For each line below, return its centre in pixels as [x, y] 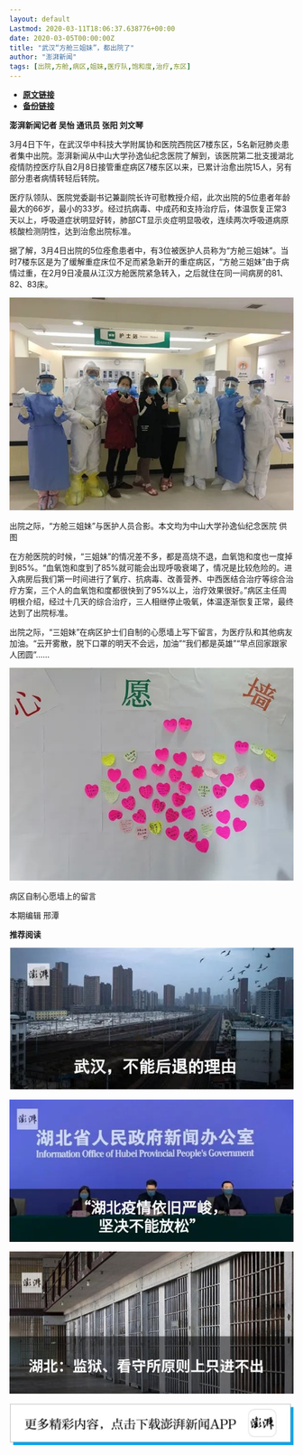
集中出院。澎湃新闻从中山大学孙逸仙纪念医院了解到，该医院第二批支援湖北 [155, 155]
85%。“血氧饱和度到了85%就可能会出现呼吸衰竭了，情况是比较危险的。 [151, 568]
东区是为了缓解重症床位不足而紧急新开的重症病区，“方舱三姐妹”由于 [156, 261]
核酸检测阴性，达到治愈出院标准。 [73, 231]
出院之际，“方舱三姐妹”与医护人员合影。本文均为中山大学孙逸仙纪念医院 [143, 526]
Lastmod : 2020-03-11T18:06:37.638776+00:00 [92, 28]
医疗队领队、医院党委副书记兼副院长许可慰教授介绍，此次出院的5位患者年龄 [150, 197]
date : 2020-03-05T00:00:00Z [62, 38]
